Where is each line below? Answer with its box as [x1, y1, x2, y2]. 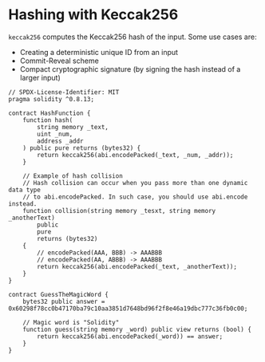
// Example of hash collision [22, 171, 124, 180]
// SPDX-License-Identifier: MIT [8, 88, 120, 96]
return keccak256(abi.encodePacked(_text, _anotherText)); [37, 262, 238, 270]
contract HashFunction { [8, 109, 91, 117]
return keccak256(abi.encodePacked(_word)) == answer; [37, 332, 223, 340]
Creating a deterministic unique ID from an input [19, 47, 178, 57]
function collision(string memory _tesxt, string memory [22, 207, 216, 214]
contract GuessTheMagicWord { [8, 290, 109, 298]
